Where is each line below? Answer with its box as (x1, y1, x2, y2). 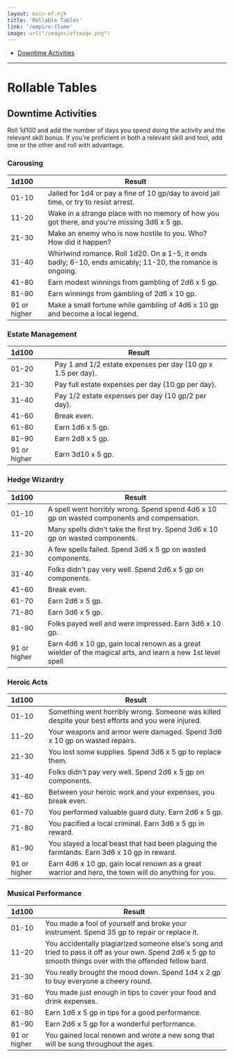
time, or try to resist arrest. (47, 197, 134, 207)
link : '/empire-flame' (7, 23, 73, 30)
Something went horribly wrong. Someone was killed (48, 707, 221, 717)
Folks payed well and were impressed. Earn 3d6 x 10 (47, 619, 221, 629)
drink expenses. (45, 996, 97, 1006)
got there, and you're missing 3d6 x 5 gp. (47, 217, 183, 227)
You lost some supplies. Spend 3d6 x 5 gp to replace (48, 747, 221, 757)
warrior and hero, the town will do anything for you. (48, 867, 216, 877)
